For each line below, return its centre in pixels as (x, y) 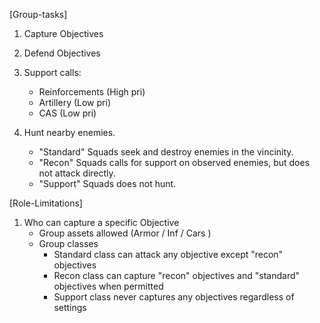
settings (70, 307)
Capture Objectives (63, 33)
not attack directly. (77, 173)
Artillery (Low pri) (74, 102)
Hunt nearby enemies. (69, 132)
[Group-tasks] (38, 14)
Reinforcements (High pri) (92, 92)
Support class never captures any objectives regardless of (174, 297)
